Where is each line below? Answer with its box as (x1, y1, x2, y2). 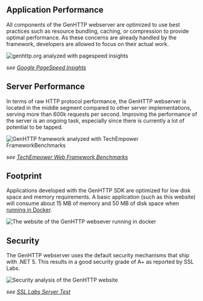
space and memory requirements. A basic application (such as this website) (6, 194, 196, 201)
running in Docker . (6, 206, 53, 214)
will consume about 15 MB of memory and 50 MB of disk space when (6, 200, 179, 207)
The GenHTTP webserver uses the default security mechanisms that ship (6, 252, 190, 259)
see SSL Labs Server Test (6, 288, 71, 296)
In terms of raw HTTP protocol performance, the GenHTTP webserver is (6, 97, 187, 105)
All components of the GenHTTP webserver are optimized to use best (6, 21, 181, 28)
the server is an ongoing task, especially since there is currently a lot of (6, 117, 185, 124)
